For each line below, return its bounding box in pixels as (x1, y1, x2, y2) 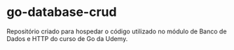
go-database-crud (6, 4, 117, 20)
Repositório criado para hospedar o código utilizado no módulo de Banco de (6, 27, 227, 35)
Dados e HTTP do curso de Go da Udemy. (6, 34, 128, 42)
